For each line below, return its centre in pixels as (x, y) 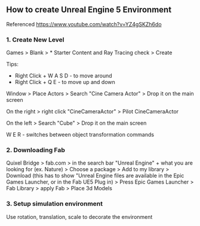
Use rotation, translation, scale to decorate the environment (79, 216)
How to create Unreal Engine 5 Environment (89, 10)
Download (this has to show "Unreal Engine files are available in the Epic (95, 176)
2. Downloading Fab (36, 150)
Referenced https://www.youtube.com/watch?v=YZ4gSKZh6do (84, 24)
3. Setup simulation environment (55, 204)
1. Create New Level (35, 39)
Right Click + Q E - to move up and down (65, 82)
